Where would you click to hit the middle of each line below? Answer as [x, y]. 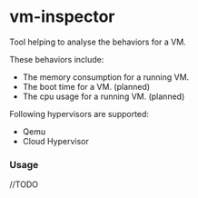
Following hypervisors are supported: [79, 114]
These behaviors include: [57, 59]
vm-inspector [62, 17]
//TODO [24, 184]
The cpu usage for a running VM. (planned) [104, 96]
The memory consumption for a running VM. [106, 77]
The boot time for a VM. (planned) [86, 86]
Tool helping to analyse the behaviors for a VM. [98, 42]
